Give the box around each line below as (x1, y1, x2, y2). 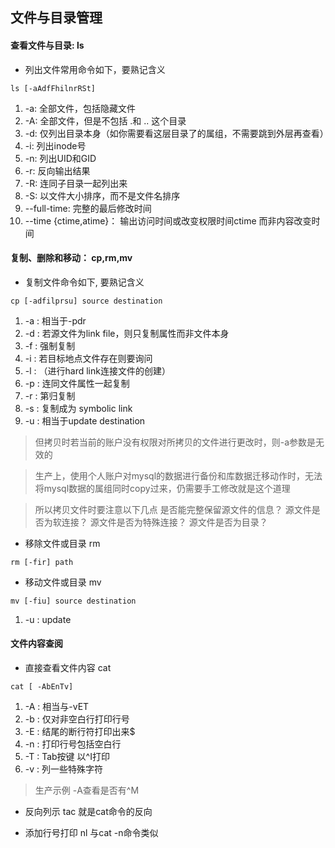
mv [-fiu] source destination (10, 596, 137, 606)
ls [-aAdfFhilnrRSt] (10, 83, 97, 93)
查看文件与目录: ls (10, 39, 85, 51)
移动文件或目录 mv (24, 576, 102, 588)
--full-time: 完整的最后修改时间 (24, 202, 152, 214)
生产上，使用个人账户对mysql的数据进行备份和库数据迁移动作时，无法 (34, 469, 323, 482)
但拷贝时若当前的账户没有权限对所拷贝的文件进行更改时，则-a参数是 (34, 436, 317, 448)
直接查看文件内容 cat (24, 662, 112, 673)
